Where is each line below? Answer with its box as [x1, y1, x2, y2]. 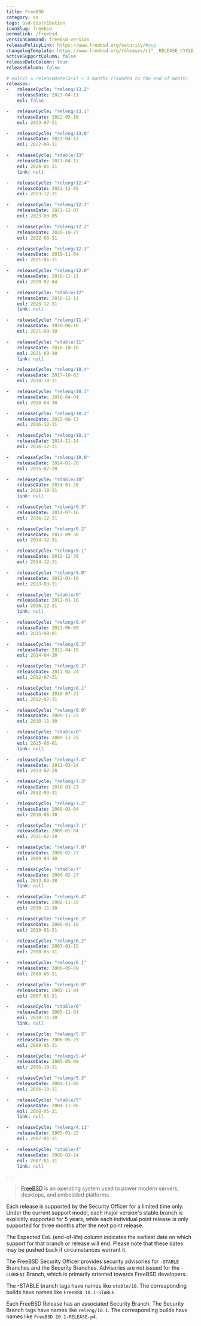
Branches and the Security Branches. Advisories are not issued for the [6, 1264, 180, 1271]
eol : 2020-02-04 [17, 279, 58, 285]
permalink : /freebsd [6, 31, 58, 37]
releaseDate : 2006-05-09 [17, 965, 79, 971]
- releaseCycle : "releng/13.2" [6, 86, 90, 93]
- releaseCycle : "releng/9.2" [6, 525, 87, 532]
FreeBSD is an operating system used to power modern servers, [20, 1185, 179, 1192]
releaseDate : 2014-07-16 [17, 509, 79, 515]
